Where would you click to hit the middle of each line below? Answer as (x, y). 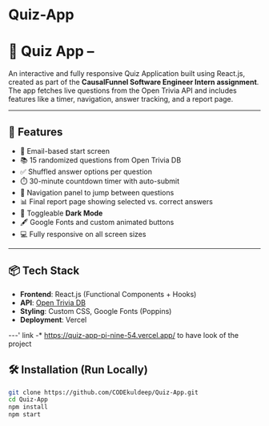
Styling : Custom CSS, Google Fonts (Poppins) (96, 311)
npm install (28, 407)
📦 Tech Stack (44, 271)
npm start (25, 415)
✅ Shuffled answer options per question (86, 171)
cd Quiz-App (28, 400)
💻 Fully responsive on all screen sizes (83, 234)
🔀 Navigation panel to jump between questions (97, 192)
